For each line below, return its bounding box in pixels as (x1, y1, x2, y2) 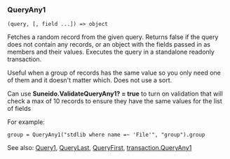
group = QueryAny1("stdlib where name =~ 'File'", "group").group (7, 131, 205, 139)
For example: (7, 118, 46, 126)
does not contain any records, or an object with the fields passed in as (7, 40, 210, 49)
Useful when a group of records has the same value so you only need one (7, 68, 221, 77)
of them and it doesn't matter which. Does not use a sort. (7, 76, 172, 84)
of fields (7, 105, 32, 113)
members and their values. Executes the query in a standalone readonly (7, 47, 215, 56)
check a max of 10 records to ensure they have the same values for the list (7, 97, 222, 105)
